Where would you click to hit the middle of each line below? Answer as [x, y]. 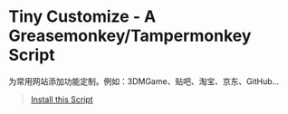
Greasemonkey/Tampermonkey [130, 36]
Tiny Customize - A [82, 17]
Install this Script [62, 99]
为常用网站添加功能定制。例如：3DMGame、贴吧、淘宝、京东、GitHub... [144, 81]
